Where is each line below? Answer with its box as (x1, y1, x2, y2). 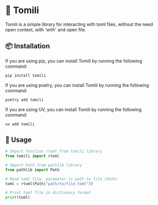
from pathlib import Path (5, 167, 59, 172)
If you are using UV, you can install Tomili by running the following (5, 106, 142, 113)
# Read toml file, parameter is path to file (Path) (5, 176, 118, 181)
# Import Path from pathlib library (5, 163, 82, 168)
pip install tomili (5, 73, 46, 78)
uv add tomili (5, 121, 35, 127)
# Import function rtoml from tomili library (5, 149, 102, 154)
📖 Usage (5, 135, 32, 144)
